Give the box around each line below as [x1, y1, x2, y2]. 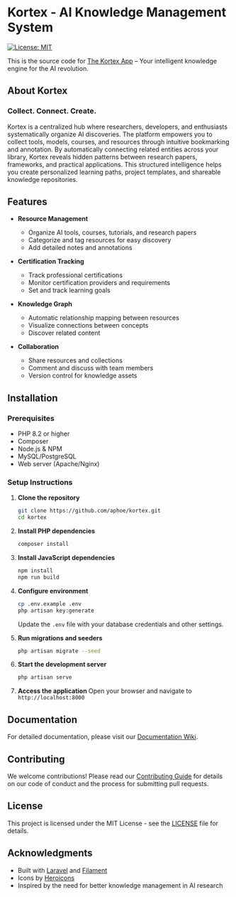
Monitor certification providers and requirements [28, 279, 171, 287]
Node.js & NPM [17, 445, 62, 453]
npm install [17, 567, 53, 574]
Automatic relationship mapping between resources [28, 313, 179, 322]
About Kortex [7, 85, 68, 97]
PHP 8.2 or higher [17, 429, 70, 438]
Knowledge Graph [17, 300, 73, 308]
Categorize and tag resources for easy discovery [28, 236, 172, 245]
